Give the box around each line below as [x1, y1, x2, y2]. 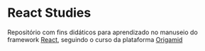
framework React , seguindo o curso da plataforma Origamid [7, 35, 183, 43]
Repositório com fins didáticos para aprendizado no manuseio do [7, 28, 199, 36]
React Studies [7, 5, 92, 21]
